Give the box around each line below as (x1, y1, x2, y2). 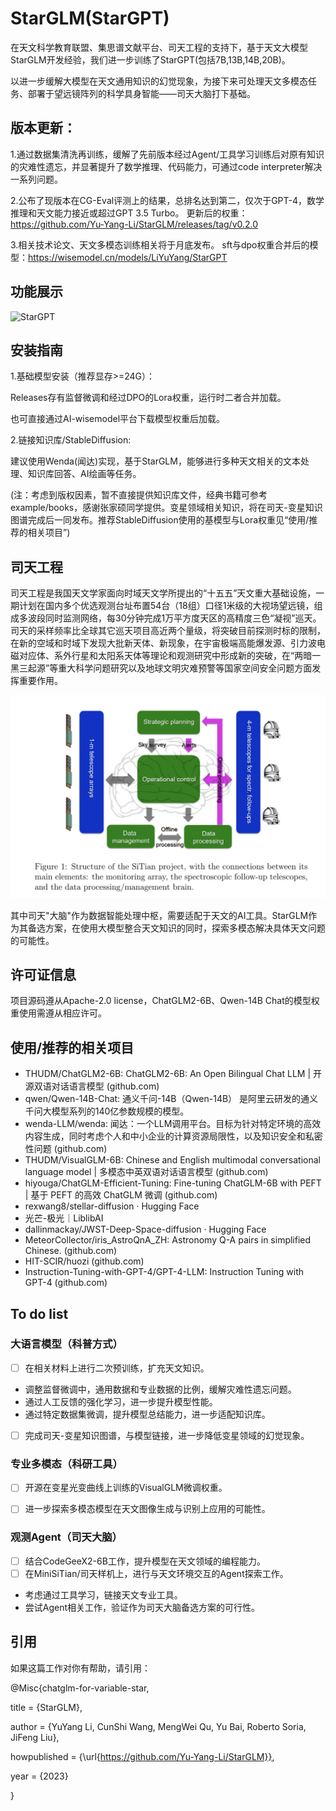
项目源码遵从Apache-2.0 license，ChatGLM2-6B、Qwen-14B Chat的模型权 (10, 995, 320, 1007)
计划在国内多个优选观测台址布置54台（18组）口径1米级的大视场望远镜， (18, 600, 315, 612)
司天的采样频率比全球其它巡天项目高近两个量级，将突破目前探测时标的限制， (10, 625, 326, 637)
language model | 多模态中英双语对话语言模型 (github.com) (24, 1166, 269, 1178)
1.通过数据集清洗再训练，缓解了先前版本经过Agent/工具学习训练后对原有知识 (10, 148, 325, 160)
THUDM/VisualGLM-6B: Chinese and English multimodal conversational (24, 1154, 321, 1166)
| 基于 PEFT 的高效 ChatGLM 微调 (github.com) (24, 1189, 218, 1201)
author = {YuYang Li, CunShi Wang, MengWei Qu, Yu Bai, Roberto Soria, (10, 1720, 307, 1732)
